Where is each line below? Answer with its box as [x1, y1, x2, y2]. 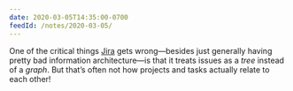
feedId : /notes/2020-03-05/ [9, 21, 113, 30]
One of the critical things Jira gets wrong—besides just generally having [9, 45, 273, 56]
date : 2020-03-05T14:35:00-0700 [9, 12, 128, 22]
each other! [9, 73, 51, 84]
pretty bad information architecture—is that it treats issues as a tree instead [9, 55, 285, 65]
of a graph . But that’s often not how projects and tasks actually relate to [9, 64, 270, 75]
